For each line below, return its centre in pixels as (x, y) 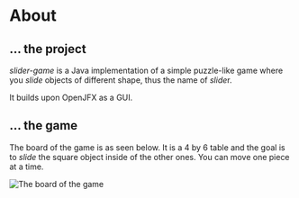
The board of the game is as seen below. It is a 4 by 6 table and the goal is (147, 147)
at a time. (27, 166)
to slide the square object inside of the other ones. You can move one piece (149, 157)
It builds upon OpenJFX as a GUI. (71, 97)
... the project (48, 49)
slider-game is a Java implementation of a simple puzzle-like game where (146, 70)
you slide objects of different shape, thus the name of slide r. (121, 80)
